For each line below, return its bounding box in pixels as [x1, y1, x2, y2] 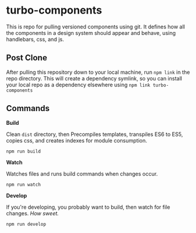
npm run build [6, 148, 41, 154]
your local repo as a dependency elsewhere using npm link [6, 81, 150, 88]
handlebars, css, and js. [6, 35, 64, 43]
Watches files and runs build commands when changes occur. [6, 170, 158, 177]
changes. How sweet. [6, 209, 59, 216]
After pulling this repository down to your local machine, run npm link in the [6, 69, 191, 76]
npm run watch [6, 182, 41, 187]
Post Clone [6, 53, 47, 63]
